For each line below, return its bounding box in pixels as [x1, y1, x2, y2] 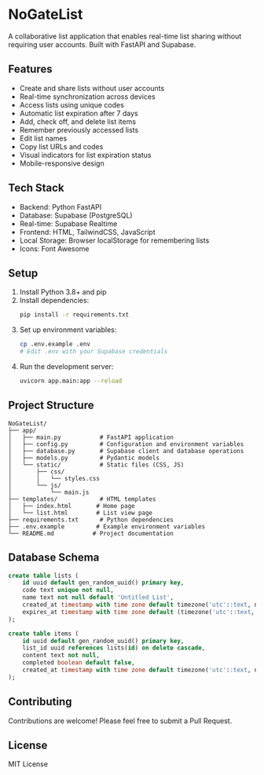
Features [8, 63, 53, 76]
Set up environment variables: [19, 325, 117, 334]
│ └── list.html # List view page [8, 509, 153, 517]
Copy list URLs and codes [19, 141, 104, 151]
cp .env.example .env [19, 340, 90, 349]
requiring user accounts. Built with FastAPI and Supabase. [8, 39, 196, 49]
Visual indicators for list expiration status [19, 150, 152, 159]
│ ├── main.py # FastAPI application [8, 433, 174, 441]
